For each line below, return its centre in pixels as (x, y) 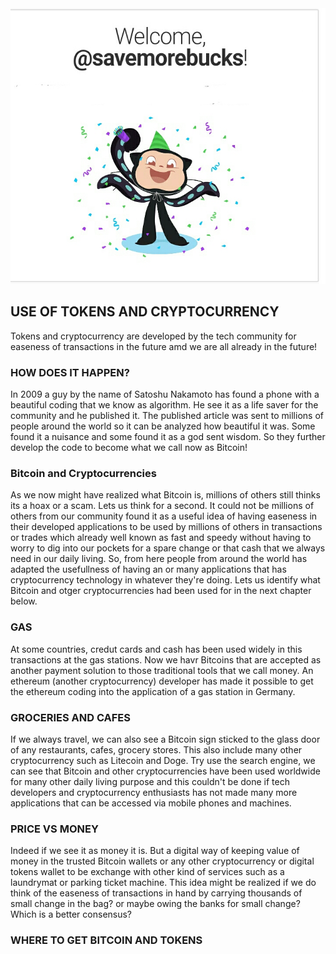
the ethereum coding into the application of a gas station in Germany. (153, 691)
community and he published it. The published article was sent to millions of (167, 416)
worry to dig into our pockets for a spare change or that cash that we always (168, 548)
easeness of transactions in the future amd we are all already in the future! (164, 346)
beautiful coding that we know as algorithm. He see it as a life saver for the (164, 405)
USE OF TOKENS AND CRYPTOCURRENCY (145, 312)
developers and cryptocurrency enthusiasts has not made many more (154, 792)
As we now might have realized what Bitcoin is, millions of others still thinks (165, 495)
